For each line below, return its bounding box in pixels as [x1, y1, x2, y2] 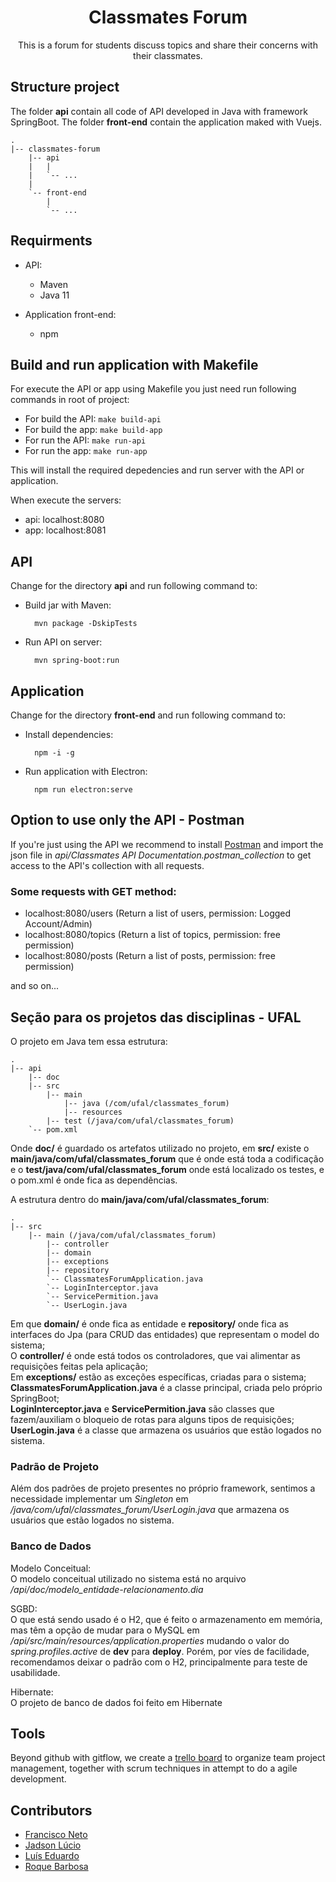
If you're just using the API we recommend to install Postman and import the [10, 838, 324, 850]
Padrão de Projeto [10, 1459, 99, 1473]
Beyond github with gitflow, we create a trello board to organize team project [10, 1752, 326, 1764]
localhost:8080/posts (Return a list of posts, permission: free [24, 950, 276, 962]
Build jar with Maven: [24, 599, 112, 611]
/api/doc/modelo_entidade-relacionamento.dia [10, 1583, 204, 1595]
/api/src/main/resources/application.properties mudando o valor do [10, 1634, 290, 1646]
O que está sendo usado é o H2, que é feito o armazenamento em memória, [10, 1613, 323, 1625]
